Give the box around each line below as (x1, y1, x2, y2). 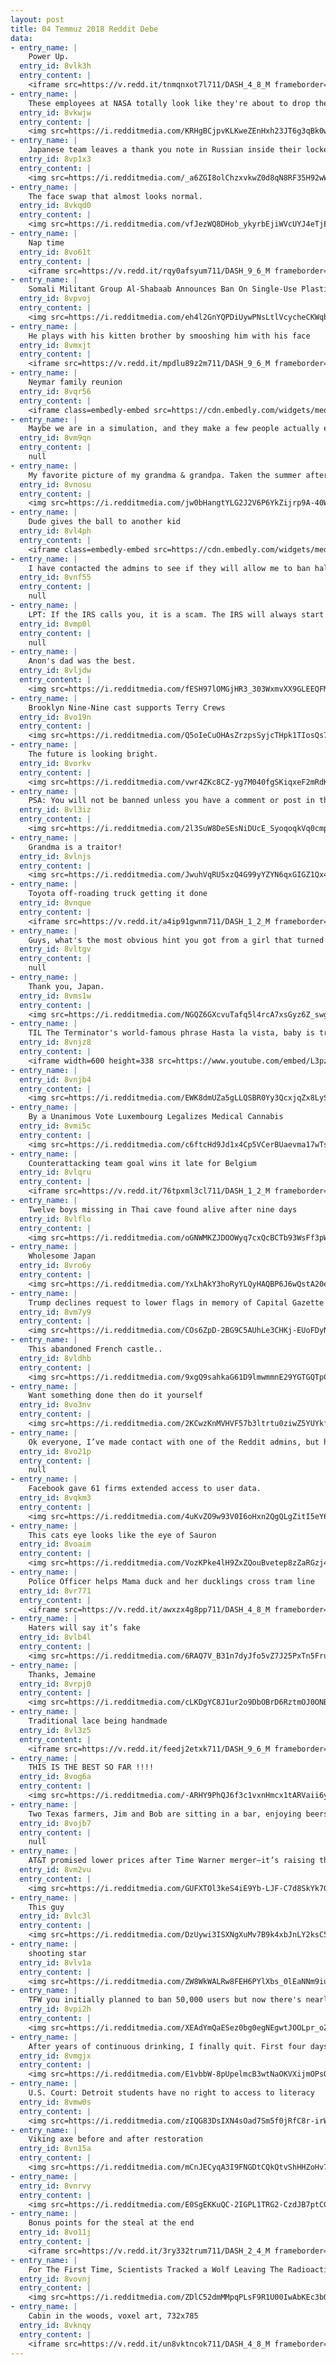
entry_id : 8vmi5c (19, 1121, 92, 1131)
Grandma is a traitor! (28, 842, 123, 852)
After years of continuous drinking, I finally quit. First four (28, 2041, 307, 2051)
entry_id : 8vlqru (19, 1167, 92, 1178)
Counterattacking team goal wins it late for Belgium (28, 1158, 257, 1168)
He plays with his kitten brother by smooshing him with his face (28, 331, 311, 341)
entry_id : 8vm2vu (19, 1865, 92, 1875)
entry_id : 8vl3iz (19, 805, 92, 815)
